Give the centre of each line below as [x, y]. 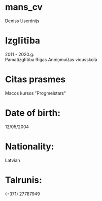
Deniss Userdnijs [22, 21]
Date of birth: [33, 113]
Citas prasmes [35, 80]
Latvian [13, 160]
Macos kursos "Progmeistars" [35, 93]
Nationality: [30, 146]
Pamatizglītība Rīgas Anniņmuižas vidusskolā [51, 59]
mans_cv [24, 7]
